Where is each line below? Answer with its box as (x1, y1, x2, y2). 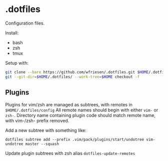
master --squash (25, 141, 59, 146)
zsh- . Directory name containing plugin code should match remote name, (5, 112, 156, 118)
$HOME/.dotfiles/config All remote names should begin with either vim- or (5, 107, 158, 113)
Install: (5, 30, 19, 36)
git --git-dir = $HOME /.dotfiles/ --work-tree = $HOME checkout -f (5, 74, 140, 79)
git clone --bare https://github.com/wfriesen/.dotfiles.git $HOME (5, 69, 149, 75)
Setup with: (5, 60, 29, 66)
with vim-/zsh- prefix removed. (5, 117, 69, 123)
